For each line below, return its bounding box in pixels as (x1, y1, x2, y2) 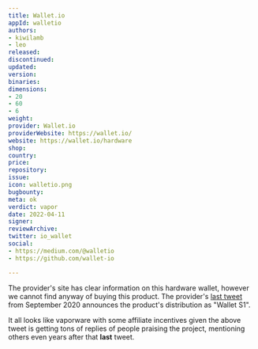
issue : (8, 173, 30, 182)
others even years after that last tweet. (8, 332, 135, 341)
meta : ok (8, 195, 37, 203)
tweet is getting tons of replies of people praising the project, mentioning (8, 324, 245, 333)
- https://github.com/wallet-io (8, 254, 114, 262)
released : (8, 48, 41, 56)
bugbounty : (8, 188, 44, 196)
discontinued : (8, 56, 55, 64)
